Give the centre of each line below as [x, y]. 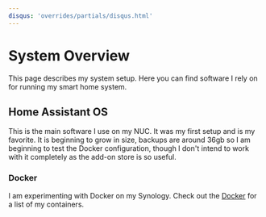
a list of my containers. [46, 204]
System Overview [69, 55]
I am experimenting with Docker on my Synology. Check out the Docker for [133, 195]
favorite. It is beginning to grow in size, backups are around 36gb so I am [130, 140]
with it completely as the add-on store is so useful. [92, 157]
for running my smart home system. [68, 86]
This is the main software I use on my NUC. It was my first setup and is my [132, 131]
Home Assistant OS [58, 112]
